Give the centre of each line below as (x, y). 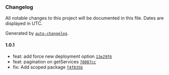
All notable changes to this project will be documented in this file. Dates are (85, 18)
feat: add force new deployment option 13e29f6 (62, 56)
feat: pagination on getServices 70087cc (54, 61)
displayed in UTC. (24, 23)
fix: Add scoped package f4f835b (48, 67)
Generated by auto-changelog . (37, 33)
